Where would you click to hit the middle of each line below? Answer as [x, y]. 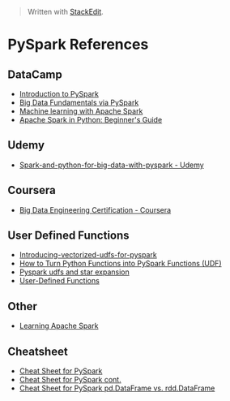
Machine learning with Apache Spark [81, 111]
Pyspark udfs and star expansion [75, 272]
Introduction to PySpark [59, 94]
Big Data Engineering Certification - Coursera [95, 209]
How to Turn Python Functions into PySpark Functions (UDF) [120, 264]
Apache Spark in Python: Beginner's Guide [91, 120]
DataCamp [35, 74]
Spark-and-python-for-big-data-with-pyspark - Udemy [111, 165]
